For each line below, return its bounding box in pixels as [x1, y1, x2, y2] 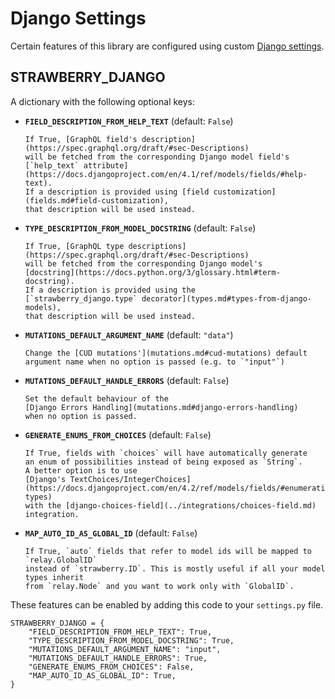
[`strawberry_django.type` [24, 293, 138, 304]
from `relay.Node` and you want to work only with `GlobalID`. [24, 581, 295, 591]
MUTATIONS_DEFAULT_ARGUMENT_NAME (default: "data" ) [24, 328, 234, 341]
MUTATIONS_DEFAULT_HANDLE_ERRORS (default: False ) [24, 374, 230, 386]
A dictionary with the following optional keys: [10, 95, 196, 107]
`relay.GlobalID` [24, 555, 98, 565]
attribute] [83, 160, 129, 171]
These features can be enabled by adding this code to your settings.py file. [10, 598, 324, 611]
